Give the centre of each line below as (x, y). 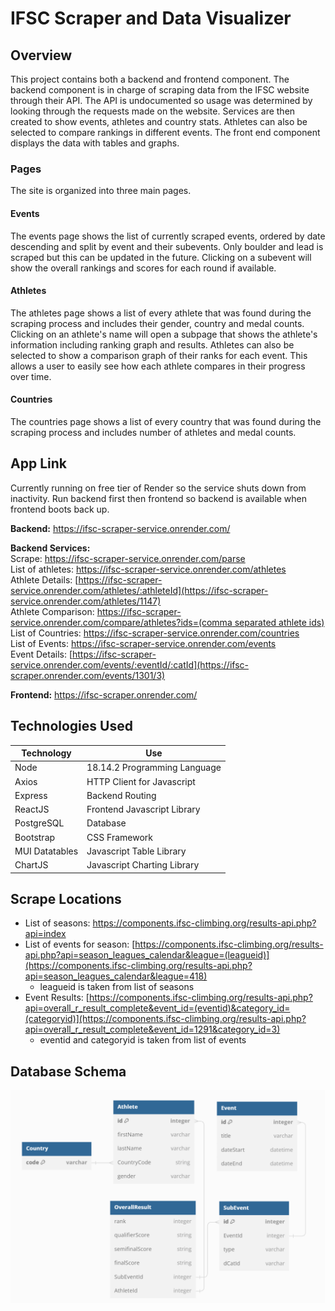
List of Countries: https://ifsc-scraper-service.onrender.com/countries (155, 633)
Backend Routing (121, 795)
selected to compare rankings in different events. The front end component (165, 132)
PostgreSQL (39, 823)
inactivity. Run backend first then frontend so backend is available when (158, 498)
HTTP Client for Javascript (141, 781)
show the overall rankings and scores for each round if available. (143, 268)
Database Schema (68, 1071)
